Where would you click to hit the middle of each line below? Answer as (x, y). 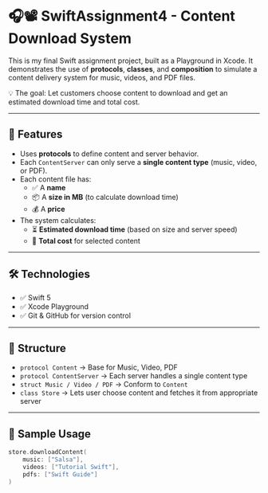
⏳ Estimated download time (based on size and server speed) (134, 229)
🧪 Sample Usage (50, 434)
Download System (70, 39)
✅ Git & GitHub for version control (75, 315)
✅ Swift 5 (35, 297)
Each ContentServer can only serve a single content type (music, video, (138, 162)
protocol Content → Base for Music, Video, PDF (99, 367)
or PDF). (33, 170)
